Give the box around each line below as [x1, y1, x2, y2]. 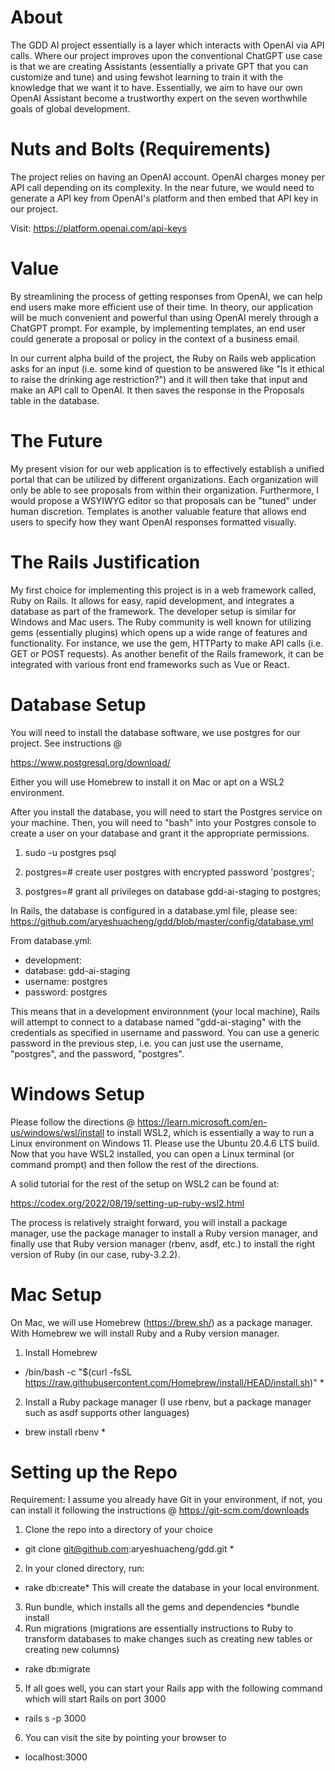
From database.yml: [10, 934, 93, 946]
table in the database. [10, 394, 100, 406]
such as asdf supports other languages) [24, 1406, 190, 1418]
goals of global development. [10, 102, 131, 115]
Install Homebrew [24, 1346, 98, 1358]
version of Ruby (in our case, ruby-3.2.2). [10, 1248, 181, 1260]
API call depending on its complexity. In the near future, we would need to [10, 181, 315, 193]
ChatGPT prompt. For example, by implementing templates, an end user [10, 322, 306, 334]
